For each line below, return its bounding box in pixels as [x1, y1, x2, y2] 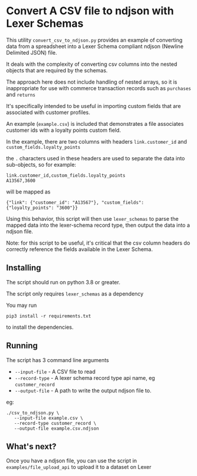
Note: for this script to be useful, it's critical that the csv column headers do [6, 239, 190, 246]
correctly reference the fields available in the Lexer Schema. [6, 245, 153, 253]
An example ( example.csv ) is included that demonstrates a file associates [6, 120, 184, 127]
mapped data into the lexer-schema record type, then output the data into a [6, 221, 190, 229]
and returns [6, 91, 35, 98]
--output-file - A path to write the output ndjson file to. [14, 387, 152, 394]
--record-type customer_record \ [14, 420, 96, 426]
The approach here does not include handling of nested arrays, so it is [6, 78, 177, 85]
